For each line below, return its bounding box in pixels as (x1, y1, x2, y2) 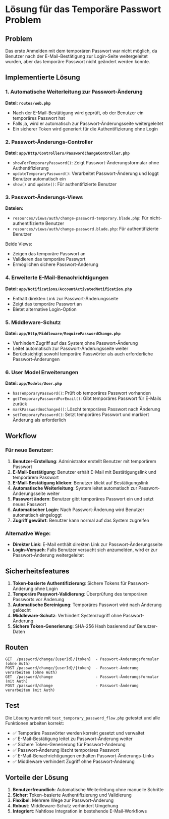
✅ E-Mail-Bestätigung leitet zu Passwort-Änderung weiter (12, 736, 133, 742)
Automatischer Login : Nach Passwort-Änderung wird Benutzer (12, 507, 145, 513)
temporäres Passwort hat (12, 115, 66, 121)
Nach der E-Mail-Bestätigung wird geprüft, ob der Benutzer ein (12, 110, 144, 116)
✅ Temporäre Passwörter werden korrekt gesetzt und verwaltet (12, 730, 145, 736)
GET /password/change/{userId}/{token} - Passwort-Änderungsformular (5, 656, 159, 662)
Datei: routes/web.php (5, 100, 51, 106)
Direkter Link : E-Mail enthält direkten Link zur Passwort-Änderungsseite (12, 541, 163, 548)
